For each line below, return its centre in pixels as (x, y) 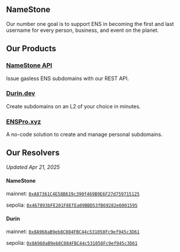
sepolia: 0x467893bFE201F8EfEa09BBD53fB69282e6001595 (72, 205)
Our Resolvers (33, 153)
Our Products (31, 49)
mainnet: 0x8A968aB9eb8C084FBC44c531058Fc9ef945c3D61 (73, 231)
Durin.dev (21, 94)
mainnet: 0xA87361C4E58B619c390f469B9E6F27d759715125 (73, 194)
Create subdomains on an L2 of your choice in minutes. (73, 106)
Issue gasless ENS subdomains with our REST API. (68, 78)
